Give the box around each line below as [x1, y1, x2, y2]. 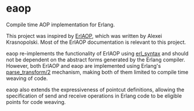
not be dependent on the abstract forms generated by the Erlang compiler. [6, 56, 186, 63]
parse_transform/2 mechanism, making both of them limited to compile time [6, 68, 189, 75]
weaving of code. [6, 75, 48, 82]
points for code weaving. [6, 98, 66, 105]
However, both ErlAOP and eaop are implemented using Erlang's [6, 62, 161, 69]
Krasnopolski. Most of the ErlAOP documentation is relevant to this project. [6, 39, 186, 46]
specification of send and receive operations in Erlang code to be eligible [6, 92, 182, 99]
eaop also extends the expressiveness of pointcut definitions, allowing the [6, 86, 185, 93]
